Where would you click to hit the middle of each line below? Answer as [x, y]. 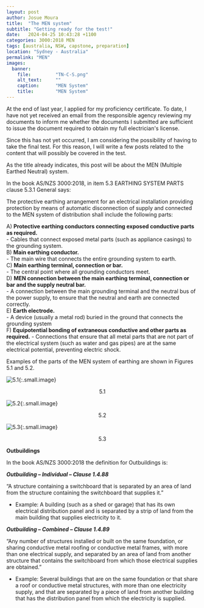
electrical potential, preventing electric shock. [64, 349]
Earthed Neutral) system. [37, 171]
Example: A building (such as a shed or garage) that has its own [95, 504]
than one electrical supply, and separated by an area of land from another [99, 554]
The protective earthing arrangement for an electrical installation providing [100, 201]
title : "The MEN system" [39, 23]
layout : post [23, 12]
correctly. [18, 304]
